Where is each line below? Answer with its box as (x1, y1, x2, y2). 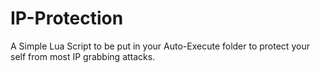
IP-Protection (10, 7, 124, 30)
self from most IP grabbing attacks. (10, 50, 156, 62)
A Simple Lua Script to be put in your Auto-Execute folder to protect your (10, 40, 310, 52)
